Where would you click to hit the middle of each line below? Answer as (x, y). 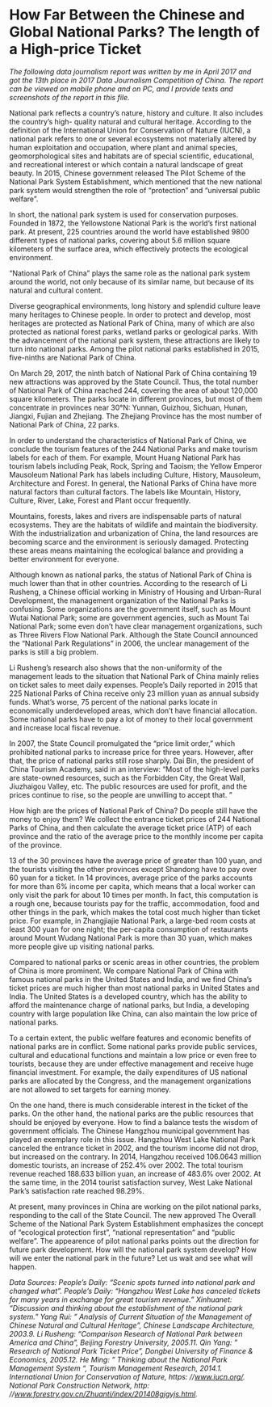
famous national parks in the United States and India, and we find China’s (131, 979)
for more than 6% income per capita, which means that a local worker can (132, 886)
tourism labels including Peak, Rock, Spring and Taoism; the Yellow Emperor (136, 465)
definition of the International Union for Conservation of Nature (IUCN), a (130, 130)
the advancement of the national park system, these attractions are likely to (135, 340)
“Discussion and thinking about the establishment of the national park (126, 1308)
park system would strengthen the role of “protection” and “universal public (135, 190)
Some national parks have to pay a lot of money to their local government (131, 719)
